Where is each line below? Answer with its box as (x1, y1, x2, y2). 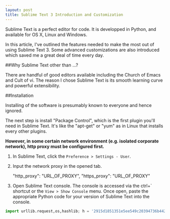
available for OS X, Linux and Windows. (5, 31, 88, 38)
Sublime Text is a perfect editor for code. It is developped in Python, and (5, 26, 156, 32)
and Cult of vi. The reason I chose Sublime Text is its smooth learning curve (5, 77, 163, 83)
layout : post (5, 7, 33, 13)
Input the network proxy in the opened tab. (12, 163, 102, 169)
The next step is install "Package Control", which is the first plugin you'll (5, 117, 155, 123)
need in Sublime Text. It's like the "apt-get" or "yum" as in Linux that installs (5, 123, 163, 129)
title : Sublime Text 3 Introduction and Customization (5, 12, 123, 17)
